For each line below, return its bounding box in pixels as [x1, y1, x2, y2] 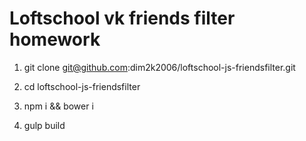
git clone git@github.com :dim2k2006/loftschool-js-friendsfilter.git [23, 61, 296, 73]
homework [9, 28, 101, 51]
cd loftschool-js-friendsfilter [23, 80, 141, 92]
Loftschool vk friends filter [9, 7, 236, 30]
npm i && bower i [23, 100, 94, 112]
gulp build [23, 119, 66, 131]
